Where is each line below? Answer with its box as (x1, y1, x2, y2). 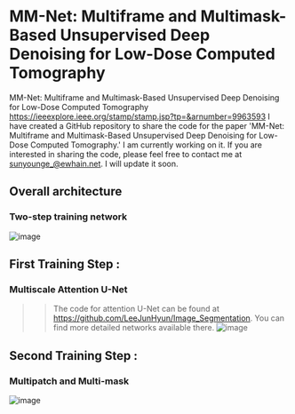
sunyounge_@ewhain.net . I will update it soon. (9, 158, 179, 169)
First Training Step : (9, 257, 121, 272)
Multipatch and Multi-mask (9, 375, 130, 387)
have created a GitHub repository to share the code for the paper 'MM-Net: (9, 120, 284, 131)
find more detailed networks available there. (52, 322, 215, 333)
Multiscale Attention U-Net (9, 283, 128, 295)
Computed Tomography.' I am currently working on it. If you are (29, 139, 262, 150)
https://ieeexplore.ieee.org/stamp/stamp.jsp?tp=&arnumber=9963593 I (9, 111, 271, 122)
